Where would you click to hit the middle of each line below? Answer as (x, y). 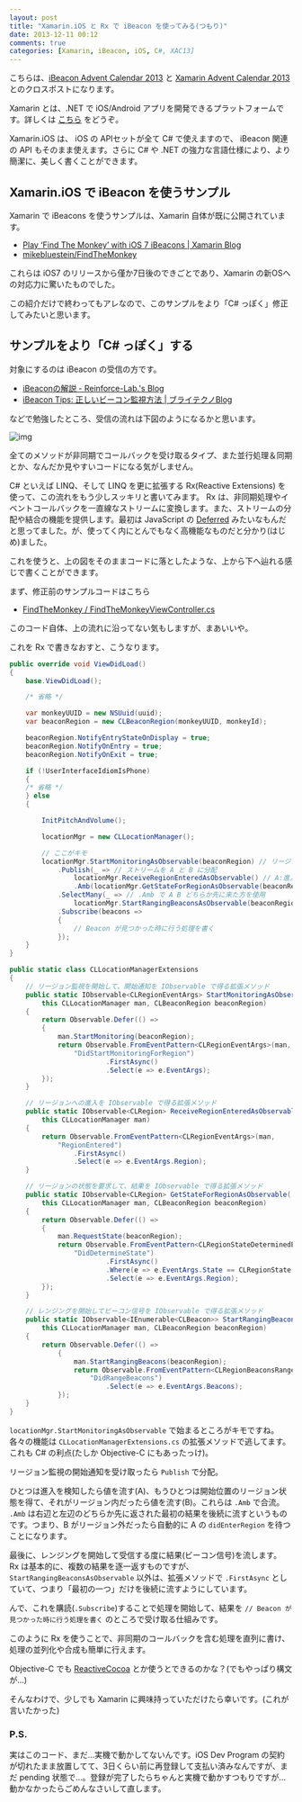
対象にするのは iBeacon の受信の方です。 (85, 369)
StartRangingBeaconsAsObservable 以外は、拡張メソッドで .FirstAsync (139, 1577)
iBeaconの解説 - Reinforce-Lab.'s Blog (93, 388)
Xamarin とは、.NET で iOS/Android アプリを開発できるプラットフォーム (143, 108)
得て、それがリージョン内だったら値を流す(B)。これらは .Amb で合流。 (155, 1502)
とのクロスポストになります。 (64, 89)
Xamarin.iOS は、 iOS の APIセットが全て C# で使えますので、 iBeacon (140, 139)
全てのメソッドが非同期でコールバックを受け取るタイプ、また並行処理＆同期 (151, 455)
